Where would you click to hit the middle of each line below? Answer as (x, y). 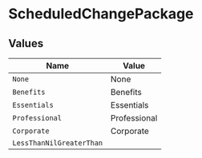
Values (26, 43)
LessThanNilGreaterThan (58, 143)
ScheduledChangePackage (101, 14)
